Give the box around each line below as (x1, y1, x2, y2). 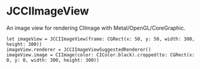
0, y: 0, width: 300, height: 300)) (6, 57, 99, 63)
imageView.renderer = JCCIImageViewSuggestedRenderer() (6, 47, 151, 53)
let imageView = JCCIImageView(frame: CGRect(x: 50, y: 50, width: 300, (6, 36, 195, 42)
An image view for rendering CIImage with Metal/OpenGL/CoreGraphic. (6, 24, 186, 31)
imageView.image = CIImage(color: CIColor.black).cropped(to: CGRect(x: (6, 51, 195, 58)
